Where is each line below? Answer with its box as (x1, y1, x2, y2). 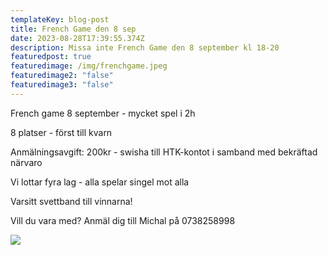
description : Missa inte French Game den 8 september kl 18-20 (10, 42, 280, 53)
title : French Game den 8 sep (10, 24, 137, 34)
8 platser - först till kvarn (10, 126, 113, 138)
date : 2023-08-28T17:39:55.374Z (10, 33, 145, 43)
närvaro (10, 156, 43, 168)
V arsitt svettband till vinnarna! (10, 195, 133, 207)
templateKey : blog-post (10, 14, 110, 25)
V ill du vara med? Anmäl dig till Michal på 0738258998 (10, 214, 236, 226)
